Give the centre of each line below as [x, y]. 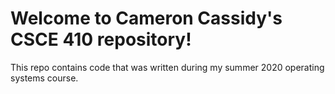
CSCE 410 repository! [101, 39]
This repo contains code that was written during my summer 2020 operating [167, 67]
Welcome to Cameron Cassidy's [146, 18]
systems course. [44, 78]
